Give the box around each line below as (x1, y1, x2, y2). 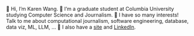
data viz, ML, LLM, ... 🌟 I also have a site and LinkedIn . (6, 23, 136, 30)
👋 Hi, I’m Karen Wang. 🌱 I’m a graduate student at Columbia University (6, 6, 174, 12)
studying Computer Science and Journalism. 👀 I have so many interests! (6, 11, 179, 18)
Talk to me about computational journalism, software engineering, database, (6, 18, 189, 24)
